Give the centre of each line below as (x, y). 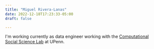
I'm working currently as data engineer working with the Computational (77, 36)
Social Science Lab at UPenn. (35, 42)
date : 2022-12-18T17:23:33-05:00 (39, 14)
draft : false (18, 18)
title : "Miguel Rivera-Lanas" (36, 9)
